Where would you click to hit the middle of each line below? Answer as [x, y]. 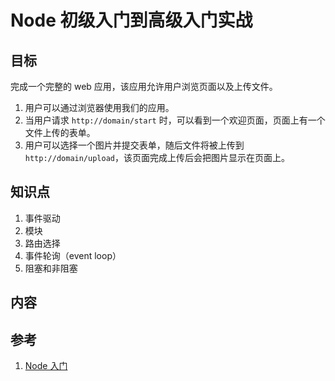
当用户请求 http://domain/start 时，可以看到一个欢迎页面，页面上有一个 [175, 120]
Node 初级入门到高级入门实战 [131, 20]
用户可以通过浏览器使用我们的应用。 [99, 107]
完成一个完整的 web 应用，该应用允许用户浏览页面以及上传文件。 [144, 86]
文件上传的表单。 [60, 132]
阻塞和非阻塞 [51, 268]
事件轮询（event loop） [73, 255]
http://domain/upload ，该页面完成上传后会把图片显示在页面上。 [157, 157]
